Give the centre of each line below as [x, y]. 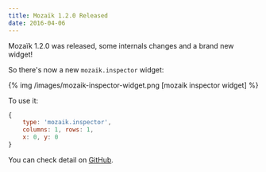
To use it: [23, 100]
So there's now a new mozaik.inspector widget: [86, 69]
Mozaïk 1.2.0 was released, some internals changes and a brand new [121, 45]
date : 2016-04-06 [37, 23]
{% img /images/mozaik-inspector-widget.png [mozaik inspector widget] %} [133, 85]
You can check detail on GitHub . [61, 159]
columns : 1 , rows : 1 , [58, 130]
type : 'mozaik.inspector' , [67, 123]
